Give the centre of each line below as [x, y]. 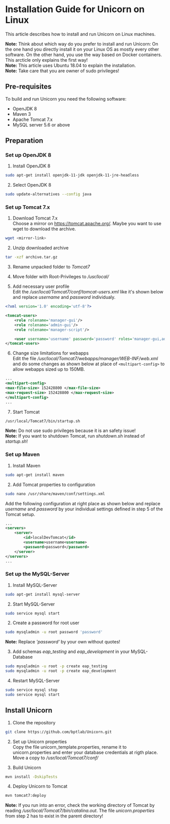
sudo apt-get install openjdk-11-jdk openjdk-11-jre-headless [72, 176]
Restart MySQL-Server [36, 681]
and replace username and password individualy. [64, 297]
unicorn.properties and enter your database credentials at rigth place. [85, 752]
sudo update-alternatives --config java [49, 194]
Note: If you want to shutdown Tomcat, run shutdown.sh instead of [75, 436]
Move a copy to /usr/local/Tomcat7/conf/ [55, 758]
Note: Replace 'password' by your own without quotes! [63, 642]
